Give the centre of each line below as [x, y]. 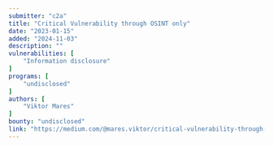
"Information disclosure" [67, 62]
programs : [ [28, 76]
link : [17, 129]
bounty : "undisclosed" [47, 122]
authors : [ [27, 99]
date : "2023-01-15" [41, 31]
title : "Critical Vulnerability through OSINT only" [100, 24]
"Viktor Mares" [49, 106]
